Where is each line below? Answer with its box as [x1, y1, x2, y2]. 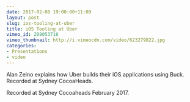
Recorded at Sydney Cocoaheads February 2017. [6, 89, 130, 96]
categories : [6, 43, 37, 49]
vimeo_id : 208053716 [6, 32, 59, 38]
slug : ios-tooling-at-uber [6, 20, 75, 26]
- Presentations [6, 49, 48, 55]
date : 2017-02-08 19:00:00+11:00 [6, 8, 92, 15]
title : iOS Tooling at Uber [6, 25, 78, 32]
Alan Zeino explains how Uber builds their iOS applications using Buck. [6, 70, 185, 78]
